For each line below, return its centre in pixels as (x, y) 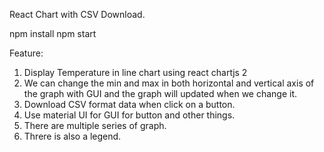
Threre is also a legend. (72, 136)
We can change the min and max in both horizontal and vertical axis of (169, 83)
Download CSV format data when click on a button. (129, 104)
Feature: (26, 53)
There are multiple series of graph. (95, 125)
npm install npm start (53, 33)
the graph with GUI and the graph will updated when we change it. (160, 93)
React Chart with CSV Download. (77, 14)
